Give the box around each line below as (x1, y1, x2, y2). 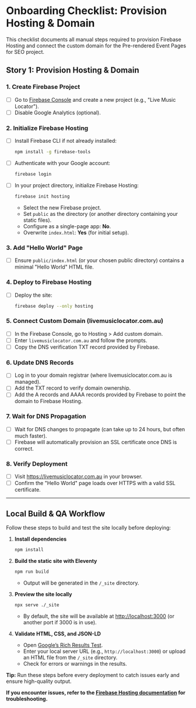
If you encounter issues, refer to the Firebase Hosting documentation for (6, 689, 185, 696)
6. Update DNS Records (6, 358, 74, 366)
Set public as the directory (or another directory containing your (23, 210, 178, 217)
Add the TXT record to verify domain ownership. (14, 384, 131, 391)
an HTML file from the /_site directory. (23, 654, 118, 661)
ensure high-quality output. (6, 678, 72, 685)
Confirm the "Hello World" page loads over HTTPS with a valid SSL (14, 480, 176, 487)
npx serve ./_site (14, 602, 60, 608)
